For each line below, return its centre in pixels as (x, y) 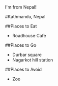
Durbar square (27, 55)
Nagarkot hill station (32, 60)
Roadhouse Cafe (29, 36)
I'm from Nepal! (21, 7)
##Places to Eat (21, 26)
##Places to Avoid (23, 69)
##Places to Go (21, 45)
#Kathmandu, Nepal (25, 16)
